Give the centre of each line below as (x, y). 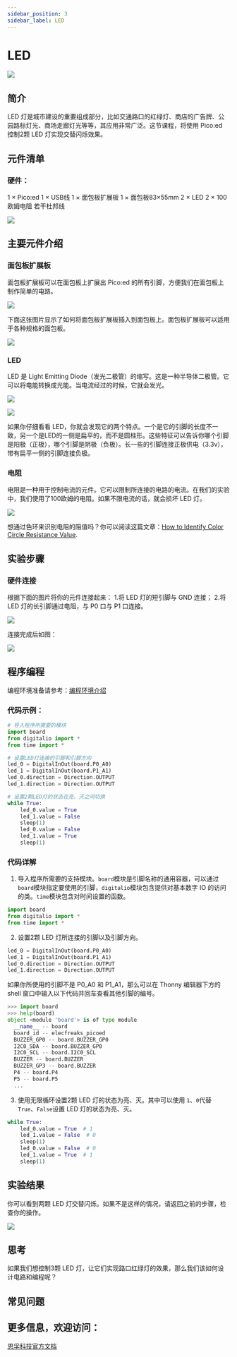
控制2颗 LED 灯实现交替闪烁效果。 (57, 134)
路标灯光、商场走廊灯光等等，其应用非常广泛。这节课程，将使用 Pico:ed (118, 126)
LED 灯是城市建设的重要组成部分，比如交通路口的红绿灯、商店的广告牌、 (113, 116)
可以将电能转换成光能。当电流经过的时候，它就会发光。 (87, 385)
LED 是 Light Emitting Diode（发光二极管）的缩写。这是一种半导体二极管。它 (119, 376)
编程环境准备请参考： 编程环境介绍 (57, 690)
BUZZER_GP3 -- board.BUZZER (55, 1066)
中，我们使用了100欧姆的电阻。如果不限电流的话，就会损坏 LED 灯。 (107, 499)
